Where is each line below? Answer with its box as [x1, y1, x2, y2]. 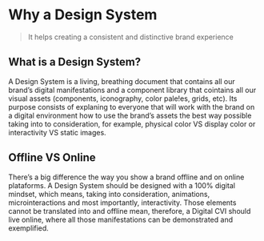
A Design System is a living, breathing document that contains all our [8, 76, 236, 86]
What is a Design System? [8, 55, 142, 69]
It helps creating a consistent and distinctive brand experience [27, 32, 234, 42]
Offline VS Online [8, 151, 96, 165]
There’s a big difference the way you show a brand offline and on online [8, 172, 245, 182]
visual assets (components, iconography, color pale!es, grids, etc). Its [8, 94, 238, 103]
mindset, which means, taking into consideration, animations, [8, 189, 210, 199]
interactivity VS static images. [8, 127, 106, 137]
